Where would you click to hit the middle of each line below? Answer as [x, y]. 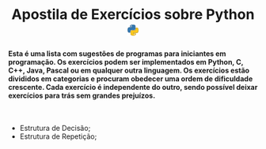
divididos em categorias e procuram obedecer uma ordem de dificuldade [131, 78]
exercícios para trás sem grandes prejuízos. [82, 95]
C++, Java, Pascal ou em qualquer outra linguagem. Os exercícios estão [129, 70]
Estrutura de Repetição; [58, 136]
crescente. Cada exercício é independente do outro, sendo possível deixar [133, 87]
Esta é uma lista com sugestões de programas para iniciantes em [117, 54]
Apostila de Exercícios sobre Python [133, 15]
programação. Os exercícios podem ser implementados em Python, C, [126, 61]
